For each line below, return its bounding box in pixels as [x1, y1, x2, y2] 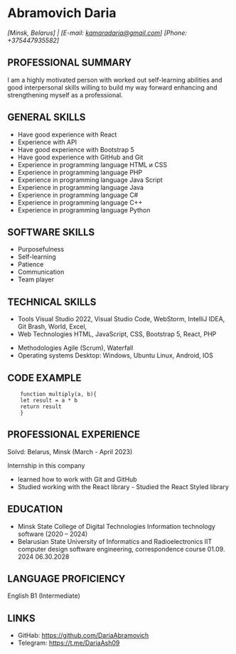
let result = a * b [20, 397, 78, 404]
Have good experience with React [17, 130, 117, 139]
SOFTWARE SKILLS [7, 226, 95, 238]
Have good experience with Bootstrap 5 [17, 145, 134, 154]
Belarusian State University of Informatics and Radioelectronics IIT [17, 537, 213, 545]
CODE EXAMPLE [7, 372, 82, 384]
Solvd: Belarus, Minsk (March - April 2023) [7, 447, 133, 456]
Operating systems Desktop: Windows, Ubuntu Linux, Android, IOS [17, 351, 213, 360]
